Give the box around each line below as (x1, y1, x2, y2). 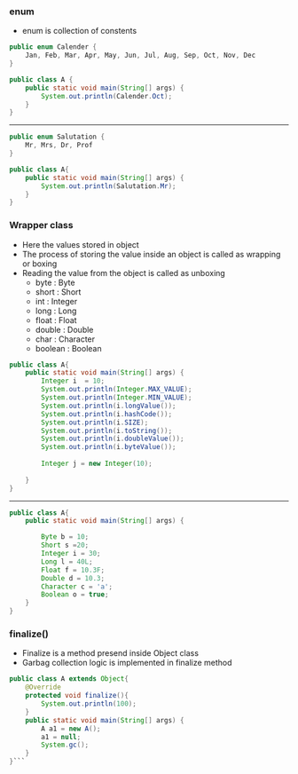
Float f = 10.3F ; (41, 565, 105, 574)
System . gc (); (41, 740, 90, 750)
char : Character (35, 334, 96, 344)
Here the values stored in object (21, 239, 139, 249)
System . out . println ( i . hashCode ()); (41, 409, 173, 418)
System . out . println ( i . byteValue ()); (41, 443, 176, 452)
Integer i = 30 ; (41, 549, 101, 558)
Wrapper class (9, 219, 74, 232)
